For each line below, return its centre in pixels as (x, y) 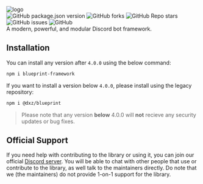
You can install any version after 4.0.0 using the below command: (89, 62)
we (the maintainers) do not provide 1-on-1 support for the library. (89, 174)
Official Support (37, 140)
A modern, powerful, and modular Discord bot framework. (79, 29)
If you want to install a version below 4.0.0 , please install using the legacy (99, 85)
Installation (28, 48)
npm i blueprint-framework (41, 74)
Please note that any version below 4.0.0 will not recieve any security (109, 115)
